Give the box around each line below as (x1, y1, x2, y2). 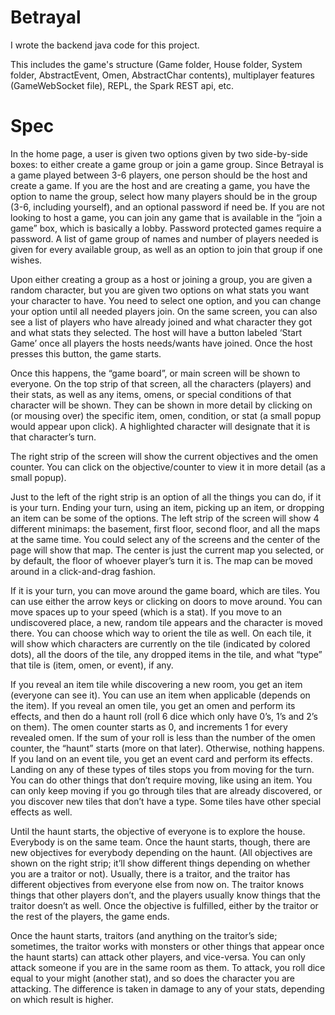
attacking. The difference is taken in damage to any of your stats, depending (10, 982, 325, 995)
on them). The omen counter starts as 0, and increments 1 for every (10, 721, 288, 733)
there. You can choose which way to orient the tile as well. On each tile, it (10, 627, 312, 639)
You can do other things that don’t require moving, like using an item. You (10, 774, 313, 786)
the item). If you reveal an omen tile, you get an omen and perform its (10, 699, 296, 711)
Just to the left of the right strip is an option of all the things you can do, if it (10, 491, 322, 503)
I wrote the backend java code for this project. (10, 39, 200, 51)
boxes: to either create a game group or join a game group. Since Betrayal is (10, 158, 324, 170)
